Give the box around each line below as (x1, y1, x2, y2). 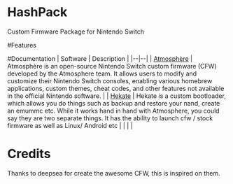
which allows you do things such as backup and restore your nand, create (7, 99, 220, 107)
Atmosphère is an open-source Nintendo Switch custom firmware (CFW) (7, 62, 217, 70)
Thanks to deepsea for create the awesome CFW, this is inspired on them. (7, 169, 220, 177)
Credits (7, 146, 51, 162)
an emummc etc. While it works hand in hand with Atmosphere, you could (7, 106, 220, 115)
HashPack (7, 4, 68, 20)
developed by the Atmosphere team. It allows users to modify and (7, 69, 197, 78)
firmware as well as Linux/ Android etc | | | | (7, 121, 133, 129)
